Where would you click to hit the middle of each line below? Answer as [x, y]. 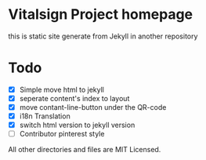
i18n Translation [45, 116]
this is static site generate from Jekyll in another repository [103, 36]
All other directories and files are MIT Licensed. [85, 150]
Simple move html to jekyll [61, 89]
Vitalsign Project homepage [101, 15]
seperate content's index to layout [74, 98]
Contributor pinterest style [62, 134]
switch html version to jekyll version [77, 125]
